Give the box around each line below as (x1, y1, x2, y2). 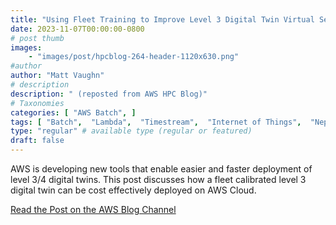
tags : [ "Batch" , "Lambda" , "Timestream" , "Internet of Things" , (10, 117, 302, 127)
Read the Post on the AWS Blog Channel (10, 204, 177, 215)
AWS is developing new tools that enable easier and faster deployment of (10, 163, 313, 175)
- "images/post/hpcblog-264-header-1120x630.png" (28, 52, 240, 62)
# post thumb (10, 33, 65, 43)
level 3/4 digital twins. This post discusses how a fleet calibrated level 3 (10, 174, 307, 185)
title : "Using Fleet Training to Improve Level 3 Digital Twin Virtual (10, 14, 315, 25)
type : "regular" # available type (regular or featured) (10, 126, 253, 136)
